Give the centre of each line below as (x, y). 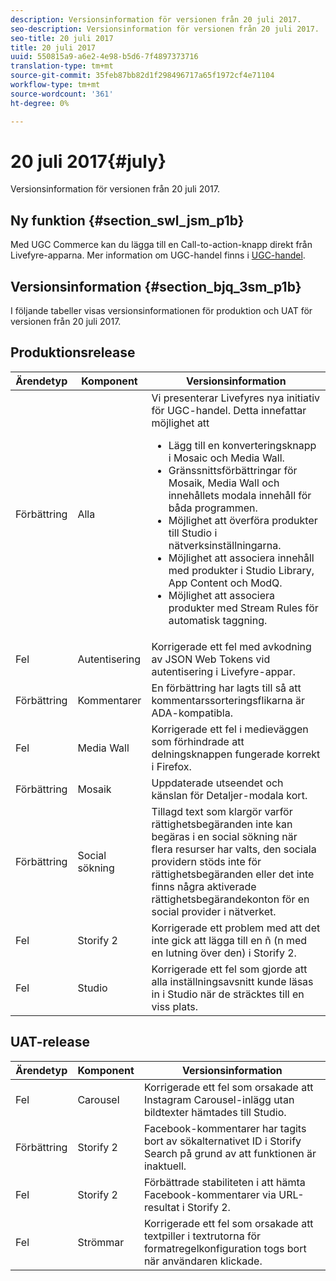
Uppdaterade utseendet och (217, 783)
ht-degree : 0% (40, 103)
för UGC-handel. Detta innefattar (229, 410)
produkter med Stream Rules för (243, 608)
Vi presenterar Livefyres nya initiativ (236, 398)
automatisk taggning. (218, 620)
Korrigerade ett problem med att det (236, 928)
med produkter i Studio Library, (241, 570)
